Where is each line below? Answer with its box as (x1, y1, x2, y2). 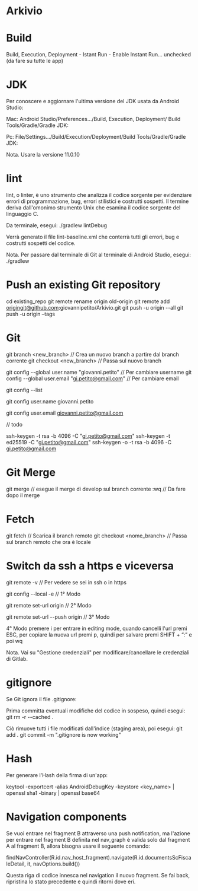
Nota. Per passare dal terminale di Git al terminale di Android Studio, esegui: (6, 251, 191, 258)
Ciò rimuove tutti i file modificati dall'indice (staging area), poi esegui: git (6, 725, 183, 732)
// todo (6, 421, 22, 428)
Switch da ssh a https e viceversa (6, 559, 174, 572)
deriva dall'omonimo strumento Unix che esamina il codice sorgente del (6, 204, 181, 211)
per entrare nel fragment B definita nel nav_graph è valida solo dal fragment (6, 836, 190, 843)
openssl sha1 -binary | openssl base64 (6, 789, 100, 796)
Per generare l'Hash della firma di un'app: (6, 771, 108, 778)
